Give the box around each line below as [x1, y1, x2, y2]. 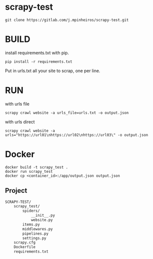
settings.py [22, 236, 47, 240]
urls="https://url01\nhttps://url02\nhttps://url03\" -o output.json [5, 132, 149, 137]
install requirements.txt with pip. [5, 50, 69, 55]
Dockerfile [14, 245, 36, 250]
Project [5, 186, 28, 195]
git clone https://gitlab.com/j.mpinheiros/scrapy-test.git [5, 18, 129, 22]
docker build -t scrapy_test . [5, 165, 68, 169]
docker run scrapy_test [5, 169, 53, 174]
